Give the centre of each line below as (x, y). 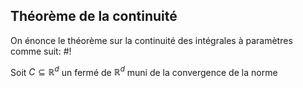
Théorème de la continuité (94, 16)
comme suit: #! (41, 51)
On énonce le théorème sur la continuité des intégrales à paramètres (151, 40)
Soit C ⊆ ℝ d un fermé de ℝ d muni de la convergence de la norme (144, 71)
